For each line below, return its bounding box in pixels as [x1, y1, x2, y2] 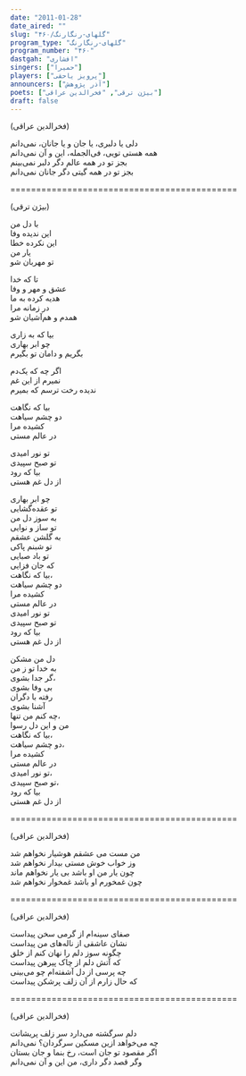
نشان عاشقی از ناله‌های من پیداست [10, 938, 127, 949]
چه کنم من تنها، [10, 710, 61, 721]
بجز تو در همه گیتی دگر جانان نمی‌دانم [10, 166, 135, 177]
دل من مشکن [10, 654, 56, 665]
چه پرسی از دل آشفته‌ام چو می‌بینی [10, 967, 127, 978]
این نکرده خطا [10, 238, 57, 249]
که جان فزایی [10, 560, 55, 571]
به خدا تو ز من [10, 663, 57, 674]
